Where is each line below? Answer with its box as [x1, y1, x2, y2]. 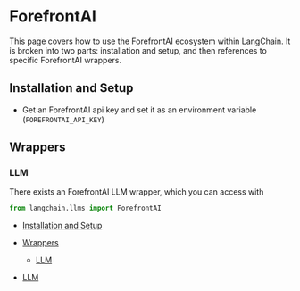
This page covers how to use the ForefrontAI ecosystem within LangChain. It [9, 36, 291, 46]
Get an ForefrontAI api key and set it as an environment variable [21, 104, 257, 115]
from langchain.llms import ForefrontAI [9, 204, 162, 213]
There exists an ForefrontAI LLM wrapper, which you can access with [9, 187, 264, 197]
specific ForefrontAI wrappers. [9, 54, 122, 65]
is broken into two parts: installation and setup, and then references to [9, 45, 268, 55]
